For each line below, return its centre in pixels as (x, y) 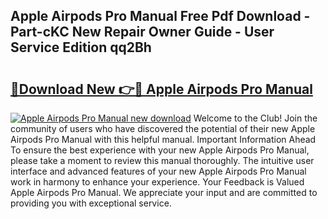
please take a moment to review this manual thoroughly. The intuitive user (162, 160)
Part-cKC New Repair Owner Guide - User (142, 32)
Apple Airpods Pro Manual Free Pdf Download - (160, 16)
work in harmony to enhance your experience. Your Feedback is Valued (157, 182)
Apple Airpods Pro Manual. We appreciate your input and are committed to (164, 192)
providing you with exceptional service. (91, 203)
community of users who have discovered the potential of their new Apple (163, 128)
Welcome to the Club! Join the (255, 118)
